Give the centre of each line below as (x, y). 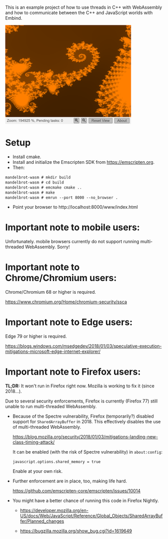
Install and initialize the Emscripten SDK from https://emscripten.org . (83, 162)
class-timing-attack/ (33, 442)
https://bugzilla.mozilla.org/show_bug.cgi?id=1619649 (76, 531)
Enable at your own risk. (37, 471)
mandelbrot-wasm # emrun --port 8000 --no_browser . (62, 197)
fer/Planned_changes (42, 521)
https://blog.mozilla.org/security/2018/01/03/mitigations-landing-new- (85, 436)
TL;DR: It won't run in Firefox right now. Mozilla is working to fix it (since (80, 386)
